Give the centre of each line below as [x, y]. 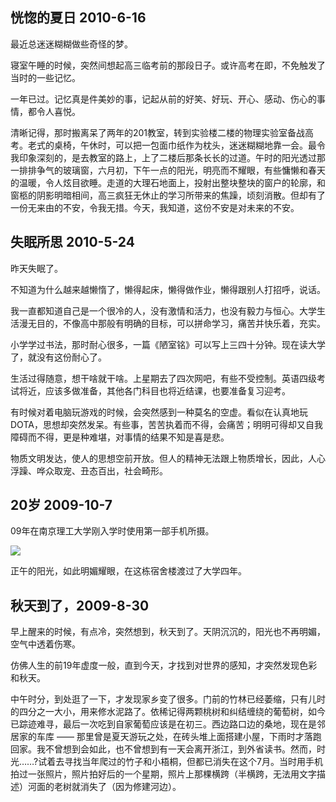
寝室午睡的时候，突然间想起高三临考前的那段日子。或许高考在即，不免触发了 [168, 65]
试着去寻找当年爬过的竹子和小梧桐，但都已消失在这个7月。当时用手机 [181, 762]
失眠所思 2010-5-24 [72, 242]
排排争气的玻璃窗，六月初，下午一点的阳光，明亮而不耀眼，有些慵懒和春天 [172, 170]
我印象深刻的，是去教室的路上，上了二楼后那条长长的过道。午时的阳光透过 [163, 157]
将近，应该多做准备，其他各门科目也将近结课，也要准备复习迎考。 [154, 390]
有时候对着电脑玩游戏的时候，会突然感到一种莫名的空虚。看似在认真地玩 [159, 412]
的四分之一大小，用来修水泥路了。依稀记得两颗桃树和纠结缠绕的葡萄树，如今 [168, 712]
